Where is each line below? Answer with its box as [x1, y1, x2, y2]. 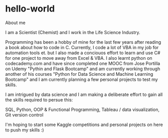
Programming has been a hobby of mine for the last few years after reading [5, 39, 161, 45]
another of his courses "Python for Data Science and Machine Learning [5, 71, 153, 77]
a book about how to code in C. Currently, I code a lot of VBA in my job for [5, 44, 159, 50]
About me [5, 20, 26, 26]
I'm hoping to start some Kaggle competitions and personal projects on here [5, 121, 163, 127]
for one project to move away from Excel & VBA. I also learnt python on [5, 55, 152, 61]
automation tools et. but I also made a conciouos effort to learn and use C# [5, 50, 160, 56]
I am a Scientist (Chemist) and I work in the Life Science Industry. [5, 29, 140, 35]
